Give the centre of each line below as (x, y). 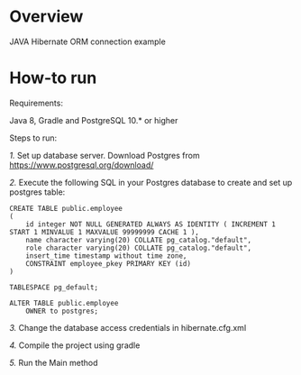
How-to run (53, 78)
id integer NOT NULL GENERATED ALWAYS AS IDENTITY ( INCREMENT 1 (151, 224)
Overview (46, 17)
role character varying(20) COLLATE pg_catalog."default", (139, 248)
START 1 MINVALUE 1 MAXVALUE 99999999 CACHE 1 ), (105, 232)
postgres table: (37, 192)
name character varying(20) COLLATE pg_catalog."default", (139, 240)
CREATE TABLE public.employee (66, 208)
